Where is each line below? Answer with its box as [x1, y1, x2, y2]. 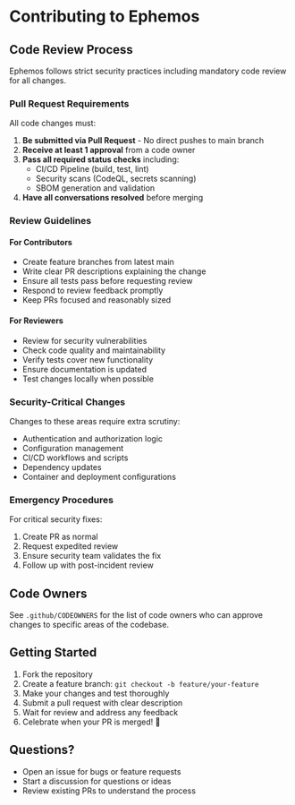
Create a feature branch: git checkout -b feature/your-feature [21, 678, 259, 689]
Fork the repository [21, 669, 94, 680]
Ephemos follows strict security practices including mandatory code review [9, 65, 287, 76]
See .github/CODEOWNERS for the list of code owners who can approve [9, 610, 264, 621]
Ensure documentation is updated [21, 364, 147, 374]
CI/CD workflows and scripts [21, 452, 129, 463]
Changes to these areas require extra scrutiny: [9, 415, 181, 426]
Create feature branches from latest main [21, 257, 174, 268]
